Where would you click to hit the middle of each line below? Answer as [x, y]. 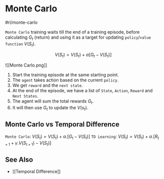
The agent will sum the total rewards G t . [53, 102]
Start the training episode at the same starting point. [65, 75]
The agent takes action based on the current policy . [65, 80]
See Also [19, 159]
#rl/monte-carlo [22, 22]
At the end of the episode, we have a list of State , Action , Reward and [82, 91]
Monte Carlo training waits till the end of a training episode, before [72, 32]
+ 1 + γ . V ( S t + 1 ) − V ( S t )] [28, 143]
